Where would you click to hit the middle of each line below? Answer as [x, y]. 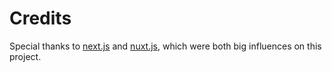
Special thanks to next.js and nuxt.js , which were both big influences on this [165, 46]
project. [25, 56]
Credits [40, 18]
